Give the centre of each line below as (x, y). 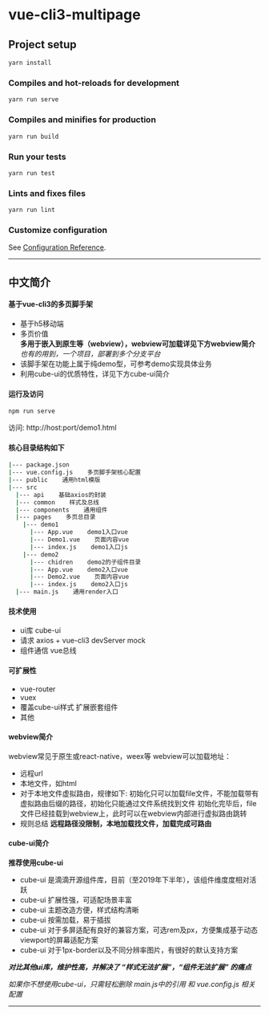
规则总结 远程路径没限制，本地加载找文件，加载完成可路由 (116, 823)
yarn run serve (34, 100)
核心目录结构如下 (36, 447)
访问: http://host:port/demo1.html (63, 428)
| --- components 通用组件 (62, 510)
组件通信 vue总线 (48, 650)
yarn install (30, 63)
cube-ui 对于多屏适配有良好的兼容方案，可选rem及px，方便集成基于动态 (139, 930)
